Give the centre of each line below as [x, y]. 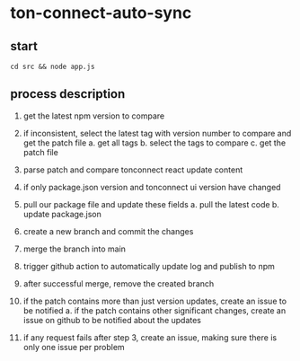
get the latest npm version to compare [94, 116]
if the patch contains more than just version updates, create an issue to [154, 301]
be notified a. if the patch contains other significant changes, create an [154, 310]
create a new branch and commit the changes [108, 231]
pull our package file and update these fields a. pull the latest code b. [151, 204]
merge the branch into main [75, 249]
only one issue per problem [74, 347]
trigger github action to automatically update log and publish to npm [149, 266]
